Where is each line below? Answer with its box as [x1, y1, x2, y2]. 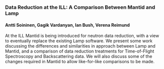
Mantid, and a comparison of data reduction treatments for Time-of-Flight [5, 48, 155, 54]
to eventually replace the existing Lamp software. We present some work [5, 38, 153, 44]
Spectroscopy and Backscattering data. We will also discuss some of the [5, 53, 152, 59]
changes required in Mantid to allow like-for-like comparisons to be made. [5, 59, 155, 65]
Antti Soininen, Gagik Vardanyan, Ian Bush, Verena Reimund [5, 22, 130, 28]
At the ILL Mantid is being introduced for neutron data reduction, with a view [5, 33, 160, 39]
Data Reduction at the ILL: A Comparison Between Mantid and [5, 4, 156, 11]
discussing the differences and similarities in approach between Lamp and [5, 43, 156, 49]
